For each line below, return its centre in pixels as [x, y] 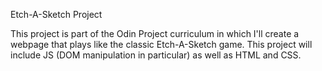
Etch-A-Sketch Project [56, 14]
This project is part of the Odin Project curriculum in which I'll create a [155, 33]
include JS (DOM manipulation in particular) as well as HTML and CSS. [156, 55]
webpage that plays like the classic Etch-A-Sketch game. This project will [161, 44]
